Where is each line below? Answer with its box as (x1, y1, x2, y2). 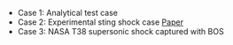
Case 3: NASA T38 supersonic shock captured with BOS (17, 26, 224, 36)
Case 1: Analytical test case (17, 8, 118, 18)
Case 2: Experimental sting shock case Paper (17, 17, 184, 27)
